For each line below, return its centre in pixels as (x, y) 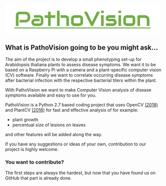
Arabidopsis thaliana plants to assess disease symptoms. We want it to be (81, 65)
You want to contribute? (35, 162)
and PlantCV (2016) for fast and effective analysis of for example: (72, 110)
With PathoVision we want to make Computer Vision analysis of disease (78, 90)
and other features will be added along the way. (54, 135)
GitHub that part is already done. (38, 178)
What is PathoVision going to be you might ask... (82, 47)
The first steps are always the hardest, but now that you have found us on (81, 173)
